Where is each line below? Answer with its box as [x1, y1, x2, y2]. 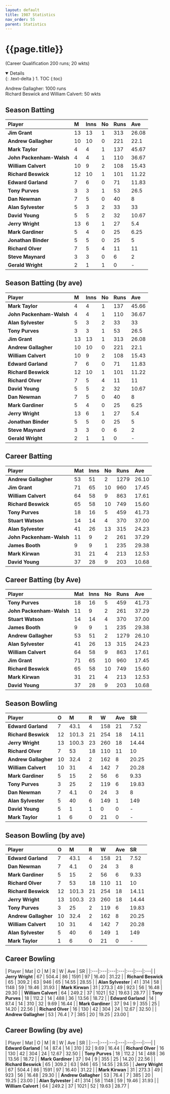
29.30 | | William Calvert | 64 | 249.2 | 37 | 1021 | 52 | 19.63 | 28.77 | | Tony [5, 990, 163, 996]
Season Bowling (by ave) [5, 831, 85, 840]
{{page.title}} [5, 44, 63, 55]
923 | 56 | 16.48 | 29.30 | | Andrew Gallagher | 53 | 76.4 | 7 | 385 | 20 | [5, 1072, 153, 1078]
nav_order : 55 [5, 17, 36, 22]
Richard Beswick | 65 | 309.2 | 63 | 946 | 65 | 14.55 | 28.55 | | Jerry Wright [5, 1061, 163, 1067]
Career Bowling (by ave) [5, 1026, 83, 1035]
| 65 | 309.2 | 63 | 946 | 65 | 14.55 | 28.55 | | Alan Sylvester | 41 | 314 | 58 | [5, 979, 162, 985]
